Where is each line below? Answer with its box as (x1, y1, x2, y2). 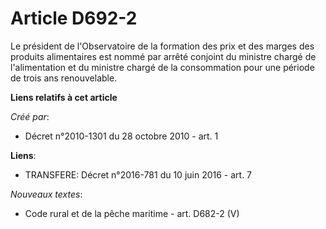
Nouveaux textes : (10, 188, 83, 200)
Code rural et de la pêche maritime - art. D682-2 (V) (24, 207, 240, 219)
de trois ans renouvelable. (10, 72, 118, 84)
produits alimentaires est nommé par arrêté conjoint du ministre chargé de (10, 50, 317, 62)
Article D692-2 (10, 7, 138, 30)
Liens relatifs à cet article (10, 91, 118, 103)
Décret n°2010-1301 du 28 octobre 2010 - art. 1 (24, 130, 219, 142)
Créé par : (10, 110, 50, 122)
